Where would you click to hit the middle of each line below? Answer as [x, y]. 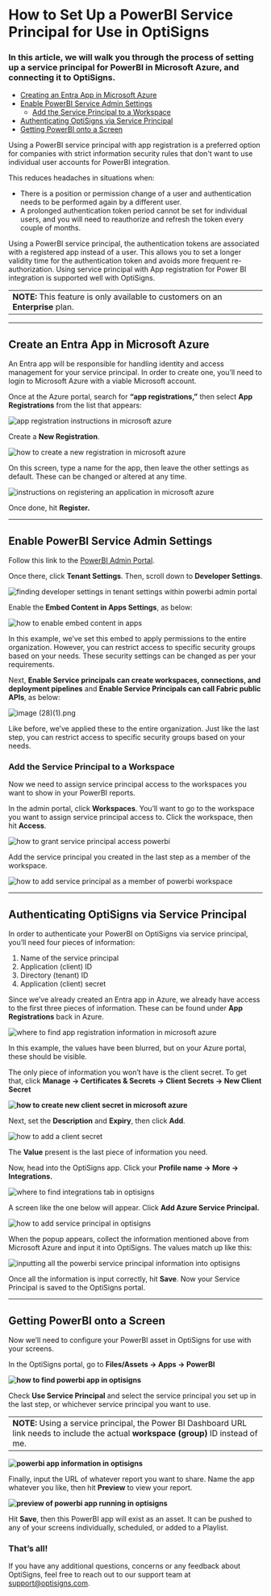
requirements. [31, 665]
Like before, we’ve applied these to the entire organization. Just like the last [134, 728]
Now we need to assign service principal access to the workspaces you [128, 784]
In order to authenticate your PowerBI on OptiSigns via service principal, [128, 934]
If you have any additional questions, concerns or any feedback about [124, 1566]
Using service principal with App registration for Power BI [151, 269]
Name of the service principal [69, 958]
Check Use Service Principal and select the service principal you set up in [132, 1395]
